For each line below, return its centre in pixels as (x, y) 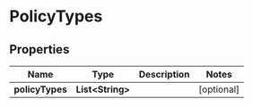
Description (164, 74)
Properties (39, 49)
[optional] (219, 89)
